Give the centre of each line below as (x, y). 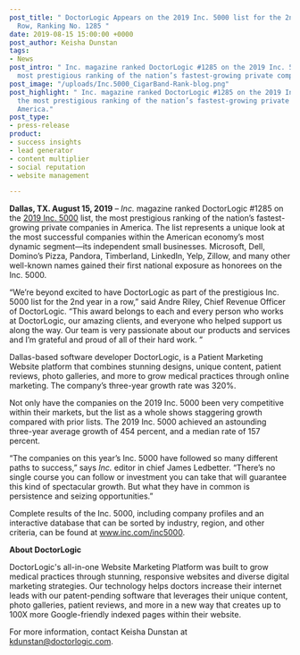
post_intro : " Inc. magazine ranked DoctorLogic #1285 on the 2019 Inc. (147, 68)
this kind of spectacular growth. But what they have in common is (129, 487)
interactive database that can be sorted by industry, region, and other (137, 523)
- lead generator (42, 150)
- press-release (39, 126)
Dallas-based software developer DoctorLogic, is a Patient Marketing (136, 357)
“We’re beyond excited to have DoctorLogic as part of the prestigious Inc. (144, 292)
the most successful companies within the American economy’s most (137, 237)
